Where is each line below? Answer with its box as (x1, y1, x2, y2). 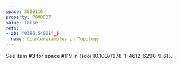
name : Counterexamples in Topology (11, 36, 99, 42)
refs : (5, 25, 19, 31)
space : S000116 (5, 8, 43, 15)
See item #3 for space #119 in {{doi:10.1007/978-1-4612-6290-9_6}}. (5, 53, 173, 59)
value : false (5, 19, 38, 25)
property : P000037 (5, 14, 51, 20)
